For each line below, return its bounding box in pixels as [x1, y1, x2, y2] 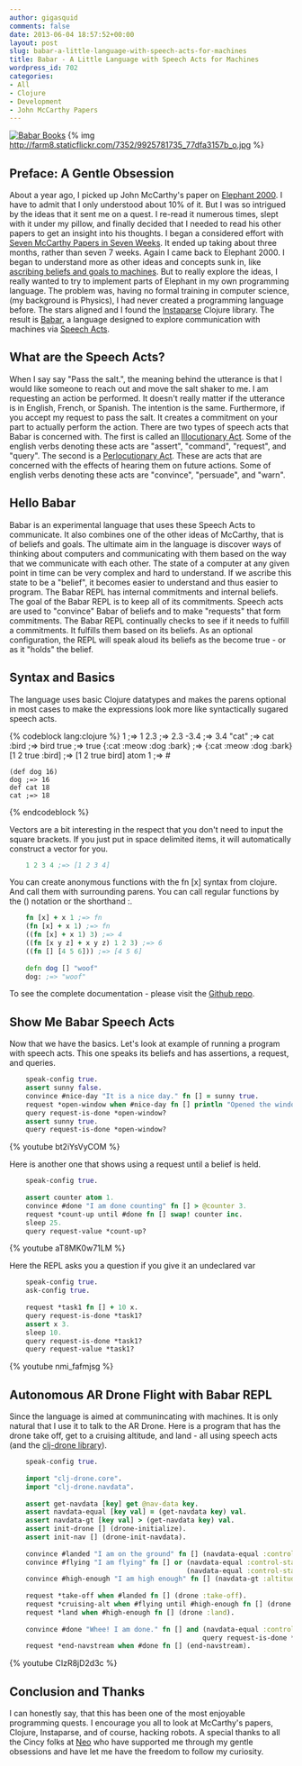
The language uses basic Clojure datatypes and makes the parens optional [9, 694, 287, 705]
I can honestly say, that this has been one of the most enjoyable [9, 1708, 245, 1719]
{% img [67, 130, 95, 141]
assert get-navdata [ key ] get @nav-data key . [25, 1499, 200, 1508]
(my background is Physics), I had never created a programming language [9, 295, 284, 306]
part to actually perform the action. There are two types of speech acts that [9, 421, 289, 432]
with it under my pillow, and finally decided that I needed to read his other [9, 218, 281, 230]
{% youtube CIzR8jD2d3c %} [9, 1658, 118, 1669]
